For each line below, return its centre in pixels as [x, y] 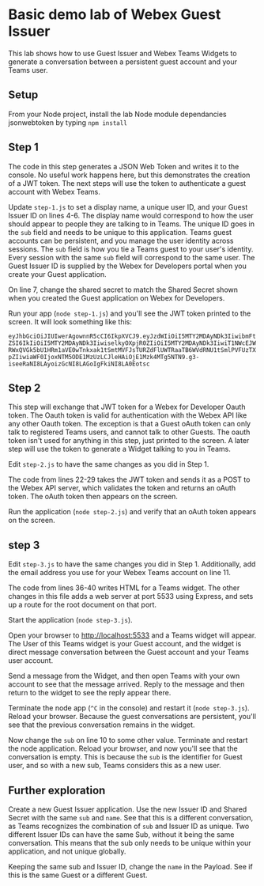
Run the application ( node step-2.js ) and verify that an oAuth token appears [132, 512]
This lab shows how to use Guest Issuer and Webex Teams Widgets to [123, 53]
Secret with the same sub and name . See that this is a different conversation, [131, 818]
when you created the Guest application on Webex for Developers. [117, 297]
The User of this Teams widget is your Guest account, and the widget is [125, 644]
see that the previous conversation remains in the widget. [102, 725]
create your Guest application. [57, 274]
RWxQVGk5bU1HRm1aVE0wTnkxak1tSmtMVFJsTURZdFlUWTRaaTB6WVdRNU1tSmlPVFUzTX [132, 350]
